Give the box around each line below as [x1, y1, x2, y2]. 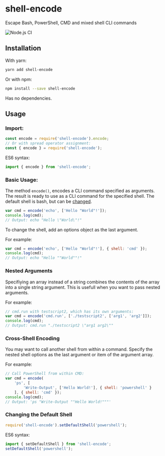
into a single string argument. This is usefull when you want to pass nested [5, 284, 160, 290]
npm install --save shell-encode [5, 86, 75, 91]
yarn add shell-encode [5, 67, 53, 72]
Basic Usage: [5, 176, 38, 183]
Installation [5, 44, 41, 53]
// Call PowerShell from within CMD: [5, 371, 85, 376]
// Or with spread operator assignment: [5, 141, 92, 146]
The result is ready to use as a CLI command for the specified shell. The [5, 193, 154, 199]
